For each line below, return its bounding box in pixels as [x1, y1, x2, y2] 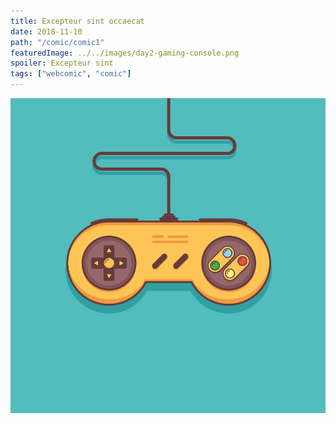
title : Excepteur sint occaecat [10, 16, 145, 26]
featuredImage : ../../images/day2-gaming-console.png [10, 48, 240, 58]
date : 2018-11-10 [10, 26, 83, 37]
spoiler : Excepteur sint [10, 58, 114, 69]
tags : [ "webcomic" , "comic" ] [10, 69, 132, 79]
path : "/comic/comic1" [10, 37, 105, 47]
